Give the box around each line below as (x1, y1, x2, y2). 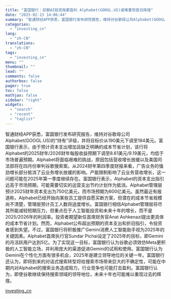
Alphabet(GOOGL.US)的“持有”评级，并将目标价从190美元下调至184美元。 (5, 137, 159, 143)
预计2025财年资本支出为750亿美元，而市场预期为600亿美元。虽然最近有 (5, 188, 158, 194)
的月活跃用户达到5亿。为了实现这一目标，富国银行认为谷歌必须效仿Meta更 (5, 239, 161, 245)
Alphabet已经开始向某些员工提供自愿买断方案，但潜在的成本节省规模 (18, 195, 163, 201)
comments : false (5, 74, 40, 79)
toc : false (5, 88, 28, 93)
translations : (5, 41, 36, 46)
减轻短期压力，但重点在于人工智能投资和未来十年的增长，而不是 (18, 207, 153, 213)
